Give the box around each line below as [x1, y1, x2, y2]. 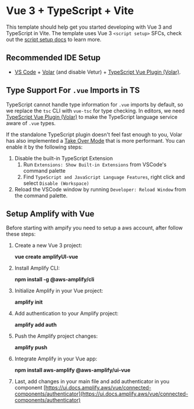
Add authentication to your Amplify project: [14, 310, 119, 317]
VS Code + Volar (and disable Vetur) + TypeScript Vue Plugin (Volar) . [14, 68, 181, 75]
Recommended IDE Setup [6, 53, 101, 63]
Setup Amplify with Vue [6, 209, 95, 219]
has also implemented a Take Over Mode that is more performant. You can [6, 137, 185, 144]
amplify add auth [14, 321, 57, 328]
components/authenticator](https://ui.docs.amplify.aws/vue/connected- [14, 390, 189, 397]
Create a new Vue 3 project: [14, 242, 82, 249]
